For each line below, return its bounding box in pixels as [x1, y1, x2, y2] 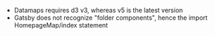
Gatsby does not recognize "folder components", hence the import [13, 13, 208, 22]
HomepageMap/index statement [13, 21, 108, 29]
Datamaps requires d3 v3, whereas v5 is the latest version [13, 6, 183, 14]
